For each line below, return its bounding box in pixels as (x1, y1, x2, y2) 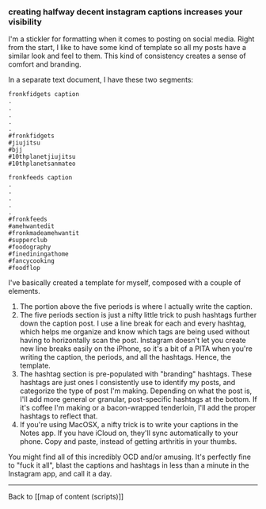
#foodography (8, 243, 51, 252)
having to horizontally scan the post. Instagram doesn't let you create (19, 336, 247, 345)
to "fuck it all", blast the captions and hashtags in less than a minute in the (8, 461, 249, 470)
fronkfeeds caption (8, 174, 73, 182)
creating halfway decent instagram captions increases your (8, 6, 243, 17)
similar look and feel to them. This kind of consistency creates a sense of (8, 51, 247, 61)
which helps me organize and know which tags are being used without (19, 327, 250, 337)
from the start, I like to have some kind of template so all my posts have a (8, 43, 247, 52)
